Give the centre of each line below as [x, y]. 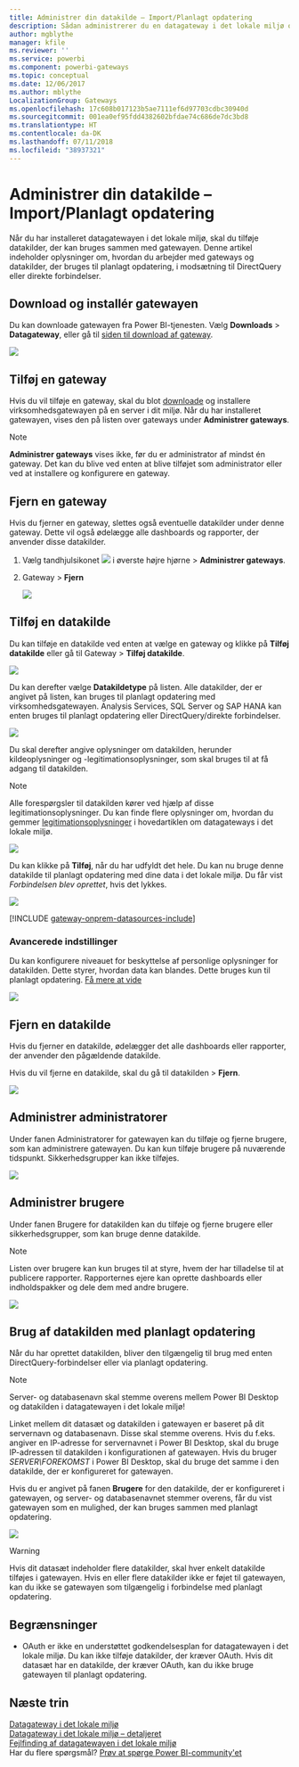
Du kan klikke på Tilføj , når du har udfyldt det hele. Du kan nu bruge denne [146, 865]
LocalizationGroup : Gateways [63, 100]
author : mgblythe [41, 34]
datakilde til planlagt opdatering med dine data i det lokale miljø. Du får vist [146, 875]
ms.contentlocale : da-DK [55, 134]
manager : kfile [37, 42]
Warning [24, 1551]
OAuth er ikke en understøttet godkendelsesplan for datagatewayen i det [155, 1647]
